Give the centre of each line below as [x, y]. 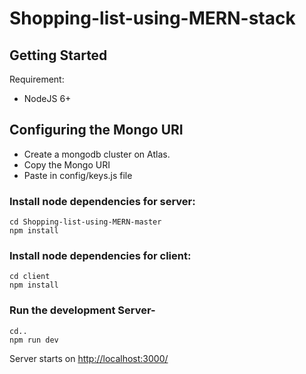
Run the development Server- [82, 310]
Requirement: [37, 79]
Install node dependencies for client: [100, 256]
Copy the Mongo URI [67, 164]
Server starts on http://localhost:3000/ [89, 358]
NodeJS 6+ [47, 98]
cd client [30, 277]
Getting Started [58, 55]
